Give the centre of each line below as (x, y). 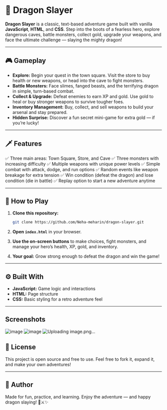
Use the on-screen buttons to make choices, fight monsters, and (79, 241)
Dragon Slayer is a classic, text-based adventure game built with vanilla (79, 24)
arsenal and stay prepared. (40, 112)
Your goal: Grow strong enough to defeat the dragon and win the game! (86, 256)
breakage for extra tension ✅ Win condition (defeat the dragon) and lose (79, 175)
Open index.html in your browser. (47, 232)
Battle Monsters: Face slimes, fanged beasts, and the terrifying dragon (85, 86)
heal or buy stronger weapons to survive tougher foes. (68, 102)
